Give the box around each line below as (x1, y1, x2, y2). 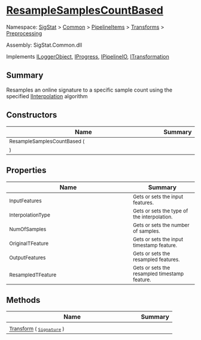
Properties (6, 165, 47, 175)
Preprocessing (6, 29, 42, 37)
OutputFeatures (9, 254, 46, 261)
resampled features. (132, 256, 180, 263)
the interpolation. (132, 213, 173, 220)
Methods (6, 295, 41, 305)
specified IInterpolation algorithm (6, 92, 88, 99)
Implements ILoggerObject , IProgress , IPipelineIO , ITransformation (6, 53, 169, 60)
